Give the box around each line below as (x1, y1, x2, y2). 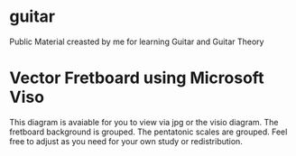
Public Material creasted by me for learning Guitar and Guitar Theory (9, 36, 264, 47)
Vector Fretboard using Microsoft (9, 68, 264, 88)
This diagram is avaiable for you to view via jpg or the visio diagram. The (9, 116, 279, 127)
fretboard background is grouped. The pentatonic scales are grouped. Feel (9, 126, 288, 137)
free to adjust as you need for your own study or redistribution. (9, 135, 244, 146)
